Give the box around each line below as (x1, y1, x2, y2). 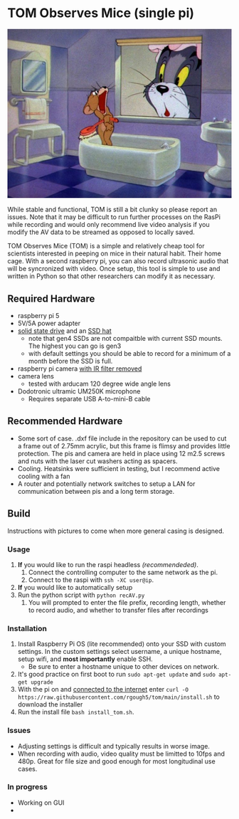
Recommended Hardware (7, 415, 123, 428)
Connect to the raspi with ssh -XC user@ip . (28, 575, 154, 584)
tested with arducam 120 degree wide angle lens (28, 379, 171, 389)
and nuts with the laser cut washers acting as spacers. (17, 457, 178, 465)
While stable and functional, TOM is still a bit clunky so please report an (7, 205, 218, 214)
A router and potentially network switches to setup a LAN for (17, 479, 196, 488)
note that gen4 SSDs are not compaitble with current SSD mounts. (28, 334, 223, 343)
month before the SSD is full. (28, 357, 113, 366)
